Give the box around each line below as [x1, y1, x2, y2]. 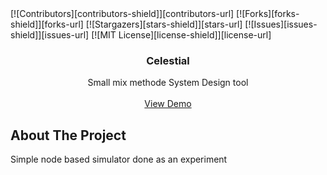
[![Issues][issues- [244, 18, 318, 30]
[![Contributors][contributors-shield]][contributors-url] [10, 8, 235, 19]
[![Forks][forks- [236, 8, 300, 19]
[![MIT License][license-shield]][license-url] [91, 29, 272, 41]
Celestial [146, 53, 190, 67]
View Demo [144, 98, 192, 110]
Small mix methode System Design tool [87, 77, 249, 89]
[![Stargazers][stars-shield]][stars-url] [85, 18, 243, 30]
